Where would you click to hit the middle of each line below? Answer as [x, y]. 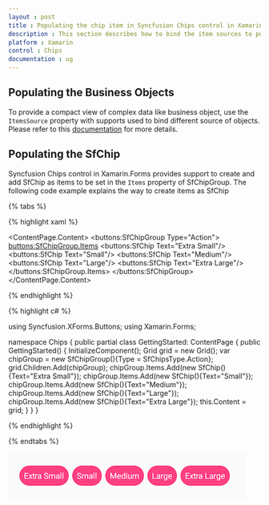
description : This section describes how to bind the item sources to [130, 34]
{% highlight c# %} [40, 311]
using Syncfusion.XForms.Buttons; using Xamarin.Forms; [102, 326]
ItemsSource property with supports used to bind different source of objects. [134, 120]
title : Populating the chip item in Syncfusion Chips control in [121, 25]
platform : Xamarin [41, 42]
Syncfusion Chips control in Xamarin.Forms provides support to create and [131, 173]
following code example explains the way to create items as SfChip [119, 190]
